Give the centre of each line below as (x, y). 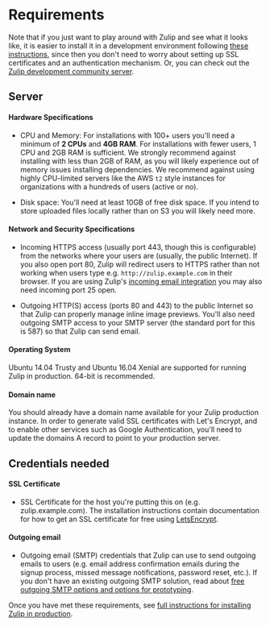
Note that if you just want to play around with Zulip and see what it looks (128, 37)
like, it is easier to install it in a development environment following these (129, 45)
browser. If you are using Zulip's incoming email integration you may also (141, 281)
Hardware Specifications (51, 117)
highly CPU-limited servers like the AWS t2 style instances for (123, 178)
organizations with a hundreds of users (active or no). (109, 186)
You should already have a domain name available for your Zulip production (134, 412)
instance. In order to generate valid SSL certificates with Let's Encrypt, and (133, 421)
